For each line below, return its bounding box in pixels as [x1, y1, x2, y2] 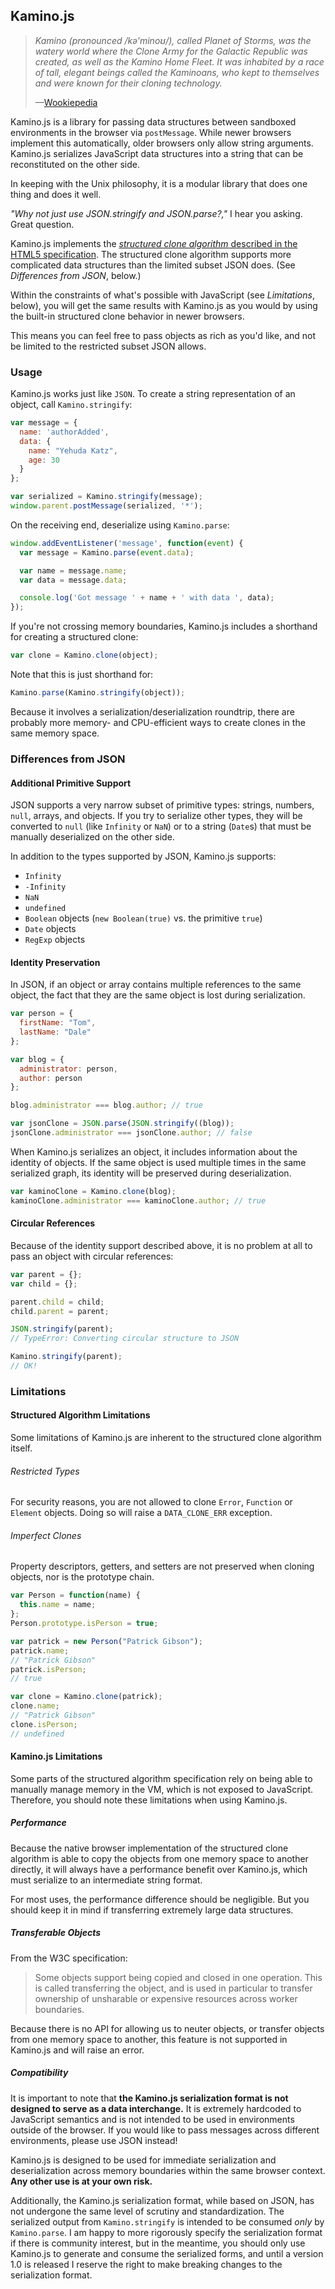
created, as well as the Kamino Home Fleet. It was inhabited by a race [34, 55, 325, 68]
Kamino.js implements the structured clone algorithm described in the [10, 237, 298, 249]
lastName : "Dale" [19, 1027, 92, 1038]
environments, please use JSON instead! [10, 2134, 178, 2146]
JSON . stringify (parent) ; [10, 1324, 114, 1334]
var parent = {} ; [10, 1269, 83, 1279]
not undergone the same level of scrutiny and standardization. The [10, 2205, 285, 2217]
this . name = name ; [19, 1600, 97, 1610]
